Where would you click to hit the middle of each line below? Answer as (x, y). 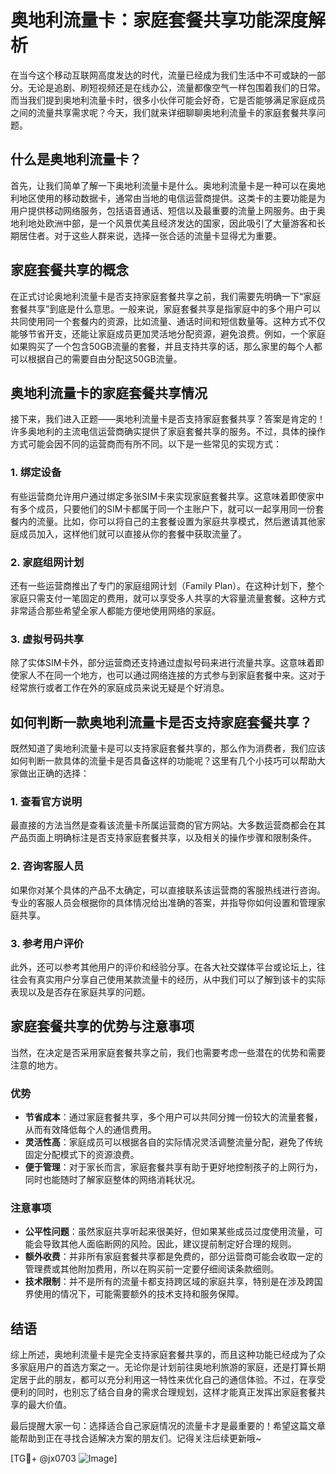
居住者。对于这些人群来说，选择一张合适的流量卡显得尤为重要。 (150, 235)
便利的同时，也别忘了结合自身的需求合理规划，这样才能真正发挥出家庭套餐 (163, 1392)
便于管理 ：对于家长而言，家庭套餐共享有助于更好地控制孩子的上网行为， (173, 1167)
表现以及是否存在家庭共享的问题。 (80, 992)
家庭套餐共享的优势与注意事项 (102, 1026)
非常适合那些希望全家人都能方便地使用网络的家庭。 (115, 610)
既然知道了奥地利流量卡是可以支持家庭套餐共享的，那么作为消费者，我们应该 (168, 748)
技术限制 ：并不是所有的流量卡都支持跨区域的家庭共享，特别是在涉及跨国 (173, 1282)
